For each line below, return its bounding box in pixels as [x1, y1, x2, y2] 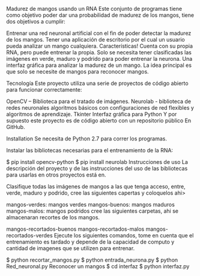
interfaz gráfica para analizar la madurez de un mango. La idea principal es [6, 61, 192, 69]
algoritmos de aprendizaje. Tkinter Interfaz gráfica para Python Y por [6, 111, 177, 118]
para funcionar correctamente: [6, 86, 82, 93]
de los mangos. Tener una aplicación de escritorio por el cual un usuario [6, 36, 185, 43]
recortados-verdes [6, 232, 53, 239]
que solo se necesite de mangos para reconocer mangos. [6, 68, 149, 75]
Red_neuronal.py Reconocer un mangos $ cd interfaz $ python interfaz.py [6, 263, 190, 270]
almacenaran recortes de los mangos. [6, 214, 100, 221]
